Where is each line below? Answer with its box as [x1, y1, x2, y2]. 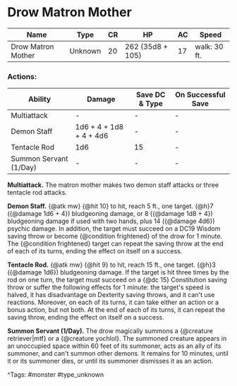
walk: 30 [195, 42, 224, 52]
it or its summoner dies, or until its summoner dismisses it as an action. [7, 357, 214, 366]
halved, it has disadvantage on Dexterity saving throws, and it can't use [7, 291, 215, 299]
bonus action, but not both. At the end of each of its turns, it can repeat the [7, 306, 226, 314]
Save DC [136, 90, 166, 99]
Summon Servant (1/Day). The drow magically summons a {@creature [7, 327, 214, 335]
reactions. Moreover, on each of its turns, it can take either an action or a [7, 298, 219, 307]
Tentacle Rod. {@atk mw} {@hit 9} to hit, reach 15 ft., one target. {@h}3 [7, 260, 217, 269]
